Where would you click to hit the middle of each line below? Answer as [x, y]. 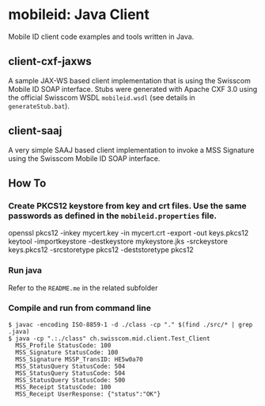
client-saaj [35, 131]
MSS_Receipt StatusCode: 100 [63, 387]
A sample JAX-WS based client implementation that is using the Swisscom [130, 80]
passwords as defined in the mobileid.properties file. [113, 216]
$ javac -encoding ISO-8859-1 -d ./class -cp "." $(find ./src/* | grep [131, 324]
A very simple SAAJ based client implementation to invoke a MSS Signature [131, 150]
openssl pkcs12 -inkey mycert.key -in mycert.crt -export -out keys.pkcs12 [129, 233]
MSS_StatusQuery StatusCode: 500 [70, 380]
